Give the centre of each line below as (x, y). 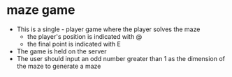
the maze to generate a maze (59, 66)
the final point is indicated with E (74, 44)
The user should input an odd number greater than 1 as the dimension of (121, 58)
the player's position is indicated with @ (85, 36)
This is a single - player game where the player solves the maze (108, 29)
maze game (41, 10)
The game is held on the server (61, 51)
